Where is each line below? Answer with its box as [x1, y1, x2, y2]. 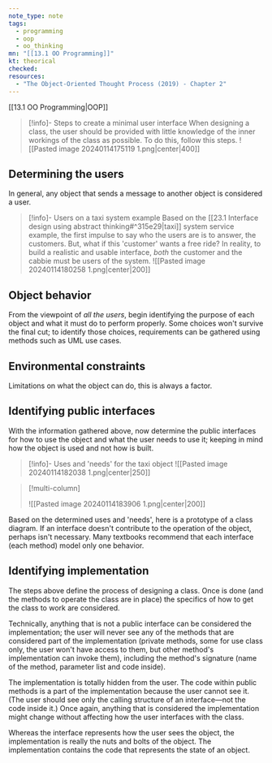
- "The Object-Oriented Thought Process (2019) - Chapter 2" [15, 80, 227, 88]
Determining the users [8, 167, 124, 181]
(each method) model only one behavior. [8, 541, 145, 550]
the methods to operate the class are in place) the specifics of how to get [8, 594, 254, 604]
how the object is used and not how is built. [8, 443, 154, 453]
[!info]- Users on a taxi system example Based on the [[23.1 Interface [28, 213, 259, 223]
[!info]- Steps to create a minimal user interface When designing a [28, 118, 250, 127]
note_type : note [8, 11, 63, 20]
